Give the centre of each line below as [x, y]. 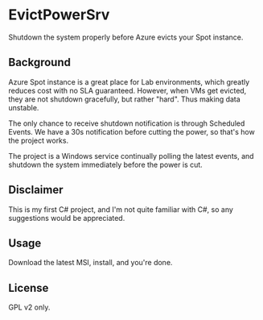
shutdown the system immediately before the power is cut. [105, 164]
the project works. [39, 140]
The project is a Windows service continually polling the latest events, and [131, 156]
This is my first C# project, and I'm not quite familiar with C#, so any [121, 209]
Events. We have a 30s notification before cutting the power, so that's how [131, 131]
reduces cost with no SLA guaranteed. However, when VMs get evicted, [127, 90]
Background [39, 62]
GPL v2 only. [29, 307]
